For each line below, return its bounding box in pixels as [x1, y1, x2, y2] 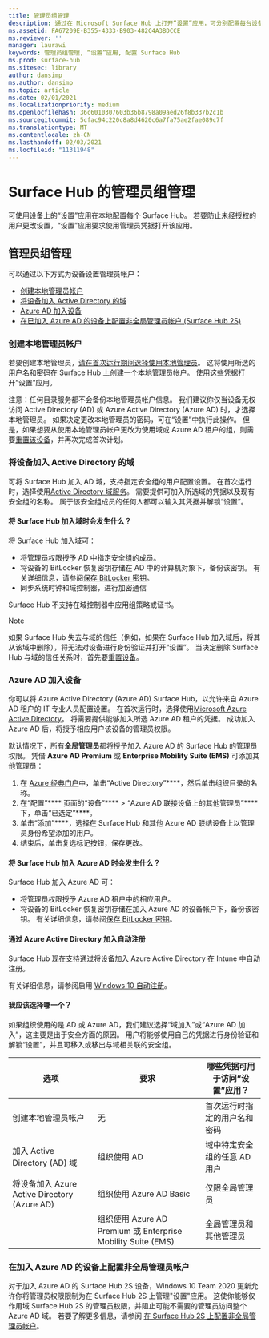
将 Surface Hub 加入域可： [8, 536, 96, 545]
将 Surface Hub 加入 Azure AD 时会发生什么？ [8, 858, 161, 867]
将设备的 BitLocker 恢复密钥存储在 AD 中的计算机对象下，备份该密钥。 [19, 562, 252, 573]
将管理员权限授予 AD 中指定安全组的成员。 [19, 552, 161, 562]
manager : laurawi [8, 42, 66, 50]
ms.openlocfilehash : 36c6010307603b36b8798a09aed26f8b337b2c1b [8, 109, 224, 117]
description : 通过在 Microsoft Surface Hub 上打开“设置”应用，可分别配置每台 [8, 19, 252, 27]
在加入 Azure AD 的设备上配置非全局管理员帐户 [8, 1261, 190, 1272]
